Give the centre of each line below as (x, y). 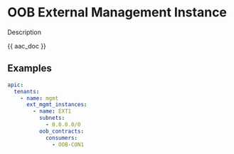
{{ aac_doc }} (27, 46)
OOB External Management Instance (117, 12)
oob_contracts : (61, 131)
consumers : (62, 138)
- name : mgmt (39, 98)
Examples (30, 68)
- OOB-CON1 (68, 144)
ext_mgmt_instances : (57, 105)
